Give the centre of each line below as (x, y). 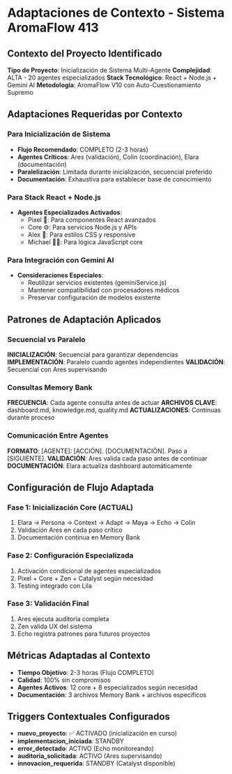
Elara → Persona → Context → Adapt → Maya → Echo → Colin (106, 523)
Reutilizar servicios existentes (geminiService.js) (97, 283)
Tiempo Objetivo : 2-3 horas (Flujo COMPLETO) (86, 672)
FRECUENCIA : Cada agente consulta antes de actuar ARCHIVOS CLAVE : (112, 403)
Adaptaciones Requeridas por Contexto (95, 114)
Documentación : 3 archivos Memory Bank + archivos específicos (112, 694)
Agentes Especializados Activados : (70, 212)
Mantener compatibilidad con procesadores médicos (103, 290)
